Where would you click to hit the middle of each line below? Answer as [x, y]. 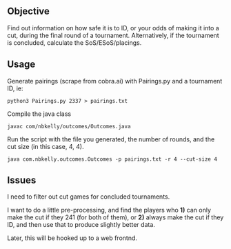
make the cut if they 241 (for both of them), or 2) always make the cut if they [115, 217]
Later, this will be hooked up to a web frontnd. [72, 238]
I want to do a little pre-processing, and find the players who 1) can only [109, 210]
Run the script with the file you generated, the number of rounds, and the [111, 139]
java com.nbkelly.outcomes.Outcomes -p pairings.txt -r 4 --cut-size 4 [112, 159]
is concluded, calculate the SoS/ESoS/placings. [74, 42]
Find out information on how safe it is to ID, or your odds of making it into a [113, 28]
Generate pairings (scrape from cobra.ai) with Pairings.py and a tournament [115, 81]
